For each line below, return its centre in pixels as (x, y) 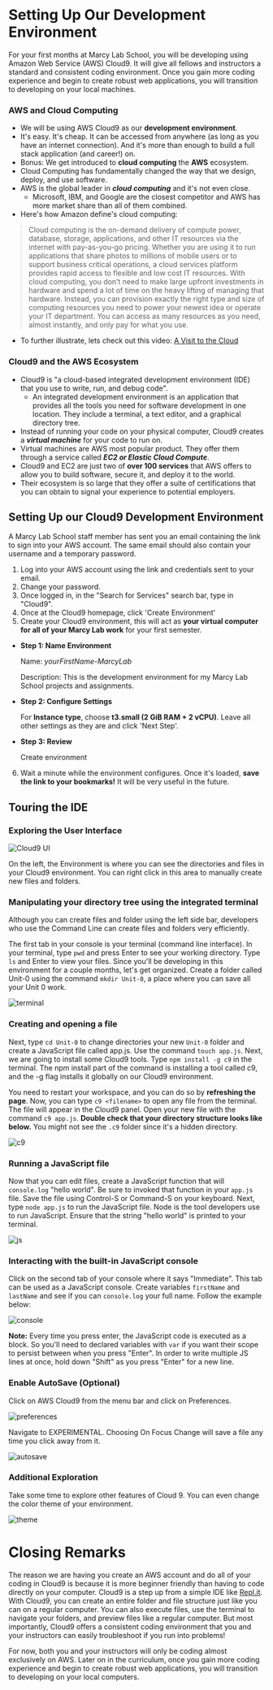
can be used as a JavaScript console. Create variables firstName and (124, 1287)
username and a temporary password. (72, 554)
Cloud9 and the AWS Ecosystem (74, 361)
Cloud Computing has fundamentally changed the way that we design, (138, 171)
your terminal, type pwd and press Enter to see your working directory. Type (134, 953)
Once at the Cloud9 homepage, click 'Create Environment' (118, 613)
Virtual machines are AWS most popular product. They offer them (130, 448)
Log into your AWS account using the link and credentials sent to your (137, 569)
